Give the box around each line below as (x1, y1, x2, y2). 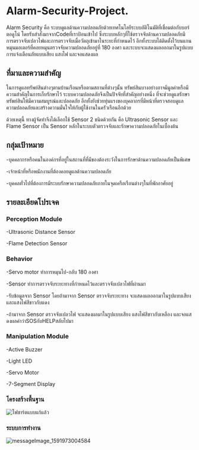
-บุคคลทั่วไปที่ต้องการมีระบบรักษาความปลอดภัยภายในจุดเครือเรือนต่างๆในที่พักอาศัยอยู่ (6, 179, 173, 186)
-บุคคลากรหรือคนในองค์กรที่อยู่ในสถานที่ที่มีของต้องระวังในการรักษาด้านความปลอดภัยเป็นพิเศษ (6, 156, 191, 163)
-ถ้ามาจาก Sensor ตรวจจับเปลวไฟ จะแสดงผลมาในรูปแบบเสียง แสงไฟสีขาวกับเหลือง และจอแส (6, 310, 192, 318)
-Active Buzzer (6, 346, 43, 353)
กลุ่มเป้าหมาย (6, 140, 44, 150)
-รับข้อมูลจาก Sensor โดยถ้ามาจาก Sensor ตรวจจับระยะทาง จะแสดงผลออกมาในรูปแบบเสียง (6, 292, 191, 299)
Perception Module (6, 215, 62, 223)
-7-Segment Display (6, 380, 55, 387)
